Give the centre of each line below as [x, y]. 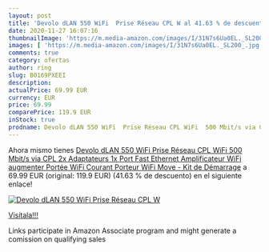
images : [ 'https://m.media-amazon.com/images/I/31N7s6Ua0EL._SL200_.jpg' [136, 46]
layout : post [30, 16]
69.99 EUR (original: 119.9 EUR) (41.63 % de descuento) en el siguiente [125, 175]
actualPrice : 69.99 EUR [48, 90]
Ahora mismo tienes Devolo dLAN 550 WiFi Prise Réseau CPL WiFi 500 [125, 150]
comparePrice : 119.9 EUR [50, 113]
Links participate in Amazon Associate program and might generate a [122, 230]
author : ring [30, 68]
